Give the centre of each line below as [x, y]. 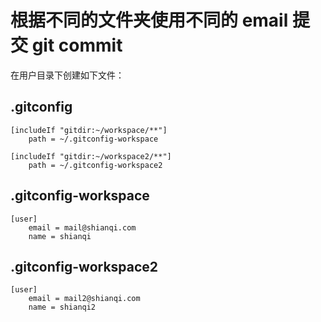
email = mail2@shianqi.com [84, 299]
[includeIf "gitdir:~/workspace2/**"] [91, 156]
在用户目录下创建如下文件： [67, 75]
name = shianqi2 [62, 307]
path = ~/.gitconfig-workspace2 [95, 165]
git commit [77, 45]
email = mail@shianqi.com [82, 227]
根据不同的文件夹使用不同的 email [149, 20]
